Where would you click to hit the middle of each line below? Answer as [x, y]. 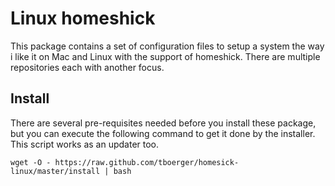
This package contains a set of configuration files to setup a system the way [167, 46]
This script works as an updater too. [85, 144]
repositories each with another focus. [87, 67]
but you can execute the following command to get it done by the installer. [163, 133]
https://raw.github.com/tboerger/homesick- [147, 162]
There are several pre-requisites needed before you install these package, [163, 123]
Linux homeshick [83, 18]
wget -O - [31, 162]
